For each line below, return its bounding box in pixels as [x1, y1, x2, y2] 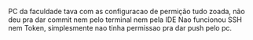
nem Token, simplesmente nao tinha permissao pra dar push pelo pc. [8, 24, 232, 32]
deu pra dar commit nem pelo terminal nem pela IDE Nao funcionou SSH [8, 15, 242, 24]
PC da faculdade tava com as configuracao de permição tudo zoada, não [8, 7, 245, 16]
